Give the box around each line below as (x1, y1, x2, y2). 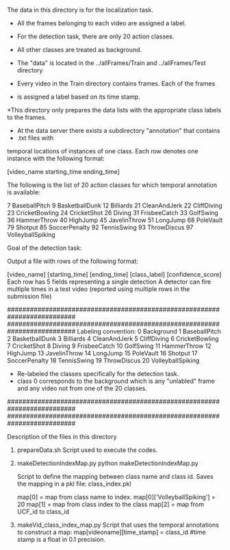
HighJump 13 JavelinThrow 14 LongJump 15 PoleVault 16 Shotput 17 (7, 349, 199, 357)
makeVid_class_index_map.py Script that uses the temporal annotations (16, 521, 219, 529)
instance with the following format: (7, 154, 105, 162)
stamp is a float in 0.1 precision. (16, 536, 106, 543)
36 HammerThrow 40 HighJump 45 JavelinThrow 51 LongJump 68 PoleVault (7, 216, 223, 224)
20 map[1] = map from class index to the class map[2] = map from (16, 500, 204, 508)
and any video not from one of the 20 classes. (16, 384, 147, 392)
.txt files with (16, 134, 54, 142)
